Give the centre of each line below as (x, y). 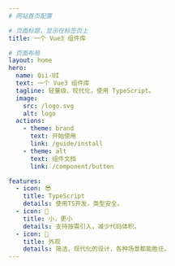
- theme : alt (45, 151)
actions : (30, 121)
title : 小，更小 (48, 219)
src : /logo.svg (49, 106)
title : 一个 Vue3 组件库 (47, 38)
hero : (17, 68)
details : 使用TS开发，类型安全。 (73, 204)
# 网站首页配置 (30, 16)
